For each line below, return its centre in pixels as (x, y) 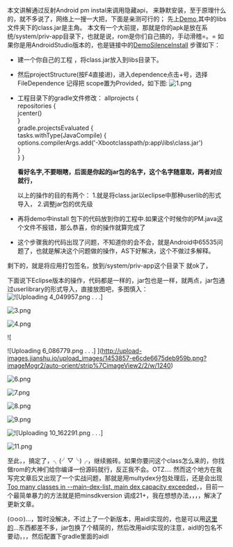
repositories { (37, 106)
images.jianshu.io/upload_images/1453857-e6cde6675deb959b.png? (107, 358)
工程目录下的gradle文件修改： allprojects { (78, 98)
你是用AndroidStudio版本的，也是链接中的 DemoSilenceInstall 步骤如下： (117, 45)
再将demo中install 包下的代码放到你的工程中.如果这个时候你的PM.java (117, 219)
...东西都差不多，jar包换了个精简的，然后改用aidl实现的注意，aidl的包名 (115, 528)
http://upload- (122, 351)
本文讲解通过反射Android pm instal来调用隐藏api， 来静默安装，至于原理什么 (117, 10)
